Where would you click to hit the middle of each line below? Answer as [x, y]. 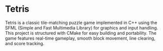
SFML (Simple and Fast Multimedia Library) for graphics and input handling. [81, 27]
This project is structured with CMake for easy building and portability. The [81, 33]
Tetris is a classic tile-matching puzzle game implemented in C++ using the [81, 23]
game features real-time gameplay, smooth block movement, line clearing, [80, 38]
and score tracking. [25, 43]
